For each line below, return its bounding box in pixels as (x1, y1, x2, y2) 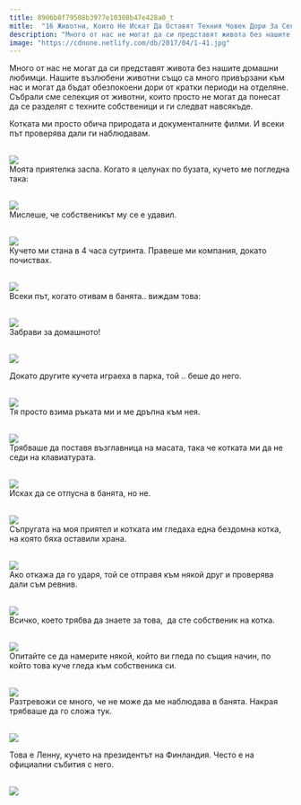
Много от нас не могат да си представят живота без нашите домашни (9, 63, 279, 74)
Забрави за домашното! (9, 327, 101, 338)
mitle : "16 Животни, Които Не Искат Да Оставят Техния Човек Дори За (9, 22, 279, 31)
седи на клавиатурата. (9, 452, 97, 463)
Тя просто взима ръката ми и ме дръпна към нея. (9, 406, 201, 418)
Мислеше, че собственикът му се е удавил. (9, 209, 177, 220)
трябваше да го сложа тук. (9, 706, 112, 717)
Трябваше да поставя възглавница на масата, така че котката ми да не (9, 442, 284, 454)
